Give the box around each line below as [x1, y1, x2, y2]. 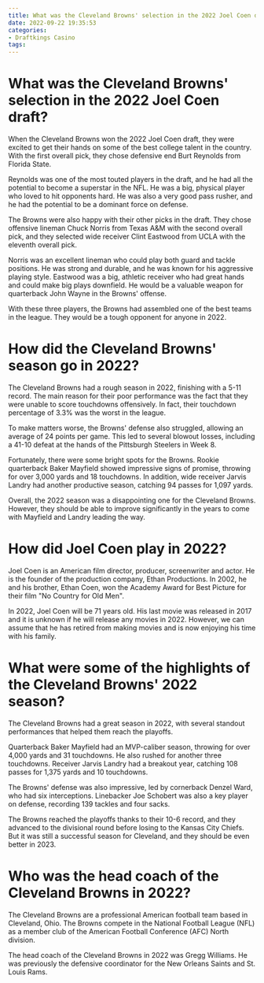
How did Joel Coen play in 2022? [8, 540, 227, 558]
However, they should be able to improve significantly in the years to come [8, 504, 250, 513]
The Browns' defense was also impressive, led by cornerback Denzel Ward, [8, 782, 253, 792]
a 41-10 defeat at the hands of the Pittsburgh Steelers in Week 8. [8, 440, 217, 449]
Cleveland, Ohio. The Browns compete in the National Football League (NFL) [8, 918, 255, 928]
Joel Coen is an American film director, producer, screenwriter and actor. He [8, 566, 255, 575]
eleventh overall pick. [8, 240, 77, 250]
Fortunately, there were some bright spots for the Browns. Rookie [8, 455, 220, 465]
